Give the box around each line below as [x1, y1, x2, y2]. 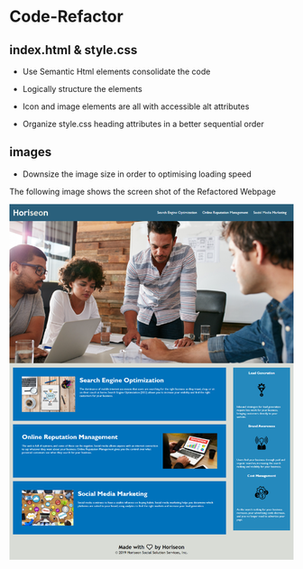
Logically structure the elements [22, 84, 142, 94]
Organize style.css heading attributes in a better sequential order [22, 119, 264, 129]
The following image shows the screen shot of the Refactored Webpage [9, 186, 277, 197]
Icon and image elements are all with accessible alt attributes [22, 101, 250, 112]
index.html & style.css [9, 42, 138, 58]
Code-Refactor [9, 6, 124, 27]
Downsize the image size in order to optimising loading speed [22, 169, 252, 179]
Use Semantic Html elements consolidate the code [22, 66, 211, 77]
